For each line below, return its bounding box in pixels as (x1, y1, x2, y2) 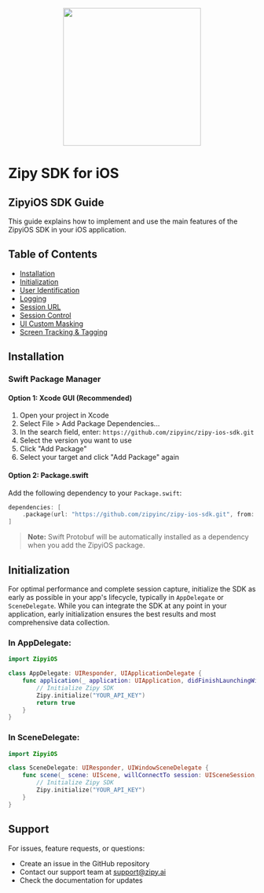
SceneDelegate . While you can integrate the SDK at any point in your (8, 601, 227, 610)
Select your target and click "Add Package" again (19, 453, 179, 462)
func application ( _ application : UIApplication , (22, 677, 185, 685)
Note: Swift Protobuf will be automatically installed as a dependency (27, 532, 249, 542)
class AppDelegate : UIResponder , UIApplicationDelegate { (8, 669, 202, 677)
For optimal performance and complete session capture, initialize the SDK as (8, 584, 256, 594)
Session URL (19, 302, 61, 311)
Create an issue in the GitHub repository (19, 858, 150, 868)
